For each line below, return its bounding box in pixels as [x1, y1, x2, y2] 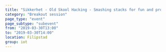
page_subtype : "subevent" [5, 21, 58, 26]
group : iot [5, 40, 28, 45]
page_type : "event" [5, 16, 45, 21]
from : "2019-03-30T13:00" [5, 26, 58, 31]
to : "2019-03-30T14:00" [5, 30, 54, 35]
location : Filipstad [5, 35, 48, 40]
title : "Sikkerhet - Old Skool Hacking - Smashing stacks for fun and [5, 7, 154, 12]
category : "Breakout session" [5, 12, 68, 17]
